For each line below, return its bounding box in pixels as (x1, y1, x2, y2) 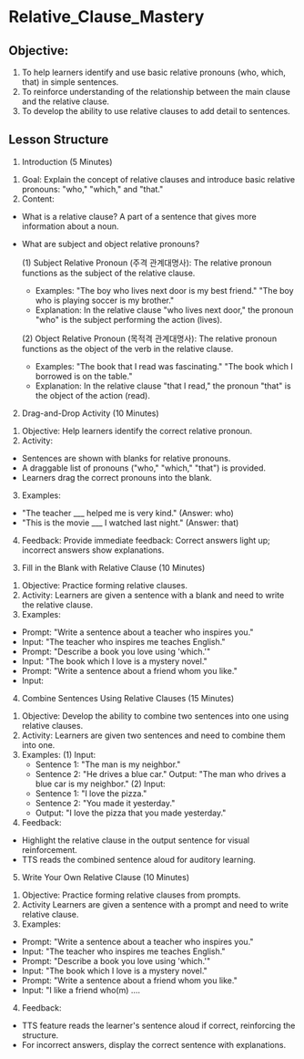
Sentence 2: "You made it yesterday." (35, 797, 176, 808)
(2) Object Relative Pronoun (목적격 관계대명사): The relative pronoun (21, 333, 278, 344)
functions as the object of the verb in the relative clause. (21, 343, 234, 354)
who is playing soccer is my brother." (35, 295, 175, 306)
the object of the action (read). (35, 389, 151, 400)
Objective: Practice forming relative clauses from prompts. (21, 889, 241, 900)
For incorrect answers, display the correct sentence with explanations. (21, 1039, 287, 1050)
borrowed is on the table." (35, 370, 133, 381)
